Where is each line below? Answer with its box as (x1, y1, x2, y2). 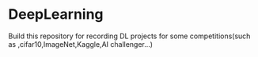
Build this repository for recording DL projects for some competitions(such (8, 31, 251, 41)
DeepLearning (8, 5, 104, 23)
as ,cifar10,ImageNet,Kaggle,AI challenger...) (8, 39, 153, 48)
